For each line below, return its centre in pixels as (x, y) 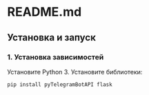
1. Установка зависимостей (56, 57)
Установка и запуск (52, 38)
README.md (44, 12)
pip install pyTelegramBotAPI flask (60, 84)
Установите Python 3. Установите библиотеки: (75, 72)
